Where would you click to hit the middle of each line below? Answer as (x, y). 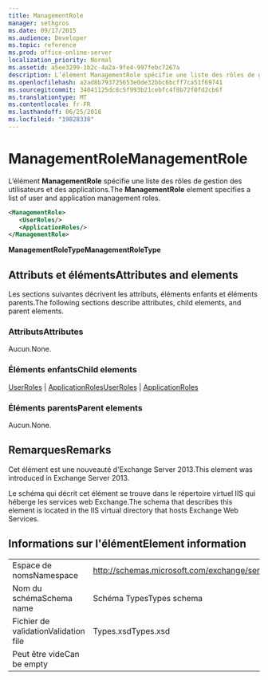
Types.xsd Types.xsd (132, 631)
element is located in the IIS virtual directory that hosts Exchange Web (124, 510)
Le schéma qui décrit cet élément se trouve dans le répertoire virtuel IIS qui (132, 493)
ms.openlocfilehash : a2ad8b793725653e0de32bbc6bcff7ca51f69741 (116, 82)
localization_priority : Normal (60, 61)
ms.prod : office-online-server (60, 53)
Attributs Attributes (46, 332)
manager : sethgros (39, 23)
